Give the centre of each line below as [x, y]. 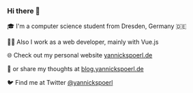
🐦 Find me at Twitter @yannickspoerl [60, 83]
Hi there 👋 [24, 11]
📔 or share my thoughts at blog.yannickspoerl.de [76, 69]
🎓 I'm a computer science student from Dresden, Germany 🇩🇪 [97, 26]
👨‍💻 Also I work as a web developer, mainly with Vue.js [83, 42]
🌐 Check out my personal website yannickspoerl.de [80, 55]
